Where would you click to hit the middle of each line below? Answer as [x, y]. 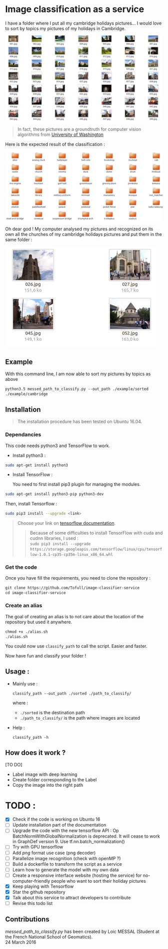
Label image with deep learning [45, 774]
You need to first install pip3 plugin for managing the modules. [76, 484]
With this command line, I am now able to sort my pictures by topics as [78, 374]
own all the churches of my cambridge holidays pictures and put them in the [84, 234]
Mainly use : [25, 684]
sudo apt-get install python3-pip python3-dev [54, 494]
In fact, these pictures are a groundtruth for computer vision [79, 129]
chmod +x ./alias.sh [27, 632]
